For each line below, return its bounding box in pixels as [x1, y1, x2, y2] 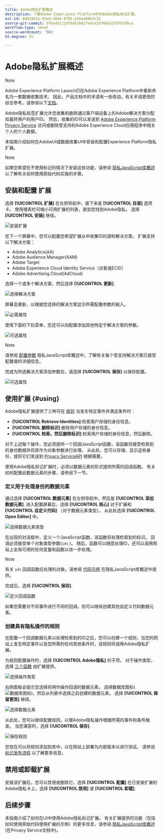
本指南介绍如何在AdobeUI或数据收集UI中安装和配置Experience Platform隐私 [5, 138, 157, 144]
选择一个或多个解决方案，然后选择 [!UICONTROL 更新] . [5, 281, 115, 286]
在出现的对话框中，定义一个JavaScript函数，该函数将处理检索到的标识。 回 [5, 534, 155, 540]
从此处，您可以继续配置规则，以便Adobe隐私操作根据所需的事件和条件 [5, 717, 146, 723]
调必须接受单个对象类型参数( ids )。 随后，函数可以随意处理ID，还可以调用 [5, 540, 153, 546]
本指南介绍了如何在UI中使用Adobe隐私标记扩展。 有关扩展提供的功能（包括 [5, 815, 156, 821]
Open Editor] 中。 [5, 514, 41, 519]
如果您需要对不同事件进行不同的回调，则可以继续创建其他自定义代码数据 [5, 603, 149, 609]
